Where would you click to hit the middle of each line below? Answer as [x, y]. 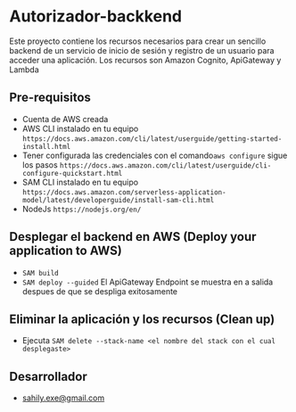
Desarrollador [48, 376]
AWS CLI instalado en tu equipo [80, 128]
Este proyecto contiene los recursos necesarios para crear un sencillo [138, 41]
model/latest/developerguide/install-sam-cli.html [118, 200]
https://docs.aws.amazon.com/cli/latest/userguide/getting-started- [152, 139]
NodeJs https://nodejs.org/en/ [82, 209]
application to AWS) [66, 251]
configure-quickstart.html [72, 173]
